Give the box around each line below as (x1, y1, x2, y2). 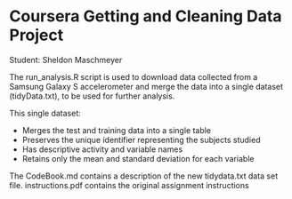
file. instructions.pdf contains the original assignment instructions (9, 179, 249, 190)
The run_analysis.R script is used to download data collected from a (9, 71, 258, 82)
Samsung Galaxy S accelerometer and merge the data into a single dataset (9, 81, 283, 92)
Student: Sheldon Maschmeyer (9, 54, 123, 65)
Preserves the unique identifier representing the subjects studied (21, 134, 261, 145)
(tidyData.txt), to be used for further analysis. (9, 91, 175, 101)
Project (9, 25, 64, 45)
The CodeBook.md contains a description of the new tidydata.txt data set (9, 171, 279, 181)
